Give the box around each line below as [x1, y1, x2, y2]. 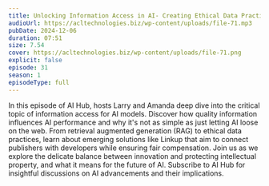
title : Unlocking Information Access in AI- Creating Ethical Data [8, 11, 239, 20]
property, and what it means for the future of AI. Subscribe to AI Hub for [8, 160, 246, 169]
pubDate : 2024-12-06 [8, 26, 78, 34]
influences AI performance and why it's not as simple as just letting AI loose [8, 117, 259, 127]
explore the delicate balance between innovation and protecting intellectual [8, 151, 257, 160]
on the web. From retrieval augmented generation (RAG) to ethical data [8, 125, 243, 136]
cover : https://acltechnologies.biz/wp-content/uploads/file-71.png [8, 49, 242, 57]
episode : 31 [8, 64, 48, 72]
